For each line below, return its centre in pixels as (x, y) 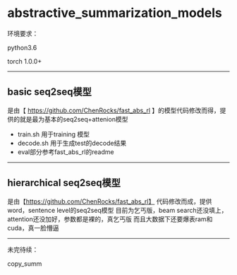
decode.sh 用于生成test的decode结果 (72, 143)
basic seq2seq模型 (49, 92)
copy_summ (25, 264)
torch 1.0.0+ (25, 61)
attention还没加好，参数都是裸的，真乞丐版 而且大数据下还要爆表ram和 (110, 219)
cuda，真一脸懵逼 (33, 228)
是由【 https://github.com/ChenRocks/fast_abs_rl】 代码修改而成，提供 (110, 201)
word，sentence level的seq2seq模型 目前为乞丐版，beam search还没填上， (117, 210)
